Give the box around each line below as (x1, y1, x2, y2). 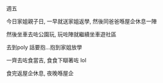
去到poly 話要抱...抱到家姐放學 (6, 44, 82, 51)
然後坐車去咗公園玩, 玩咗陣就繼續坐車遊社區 (6, 31, 117, 38)
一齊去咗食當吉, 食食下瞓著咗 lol (6, 57, 87, 63)
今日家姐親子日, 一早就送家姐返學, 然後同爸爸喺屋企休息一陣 (6, 18, 157, 25)
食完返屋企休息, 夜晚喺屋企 (6, 70, 74, 77)
